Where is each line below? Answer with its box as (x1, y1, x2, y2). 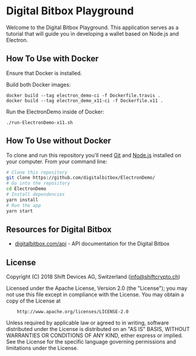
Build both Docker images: (6, 81, 71, 88)
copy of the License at (6, 297, 61, 304)
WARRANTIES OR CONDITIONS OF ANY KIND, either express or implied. (6, 332, 183, 339)
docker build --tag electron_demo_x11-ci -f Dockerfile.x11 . (6, 97, 163, 103)
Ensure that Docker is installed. (6, 70, 82, 77)
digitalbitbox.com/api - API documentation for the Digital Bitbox (14, 240, 170, 247)
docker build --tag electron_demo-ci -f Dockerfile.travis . (6, 92, 161, 99)
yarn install (6, 197, 39, 203)
